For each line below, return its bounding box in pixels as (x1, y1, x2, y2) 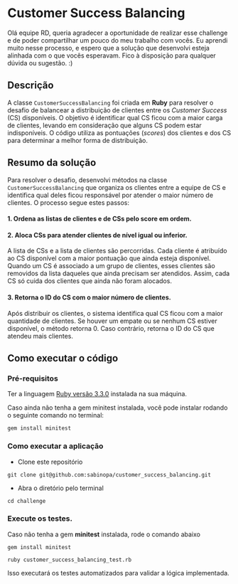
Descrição (7, 80, 54, 92)
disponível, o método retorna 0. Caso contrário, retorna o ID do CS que (7, 324, 215, 332)
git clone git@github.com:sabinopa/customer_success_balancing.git (7, 471, 212, 478)
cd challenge (7, 497, 46, 504)
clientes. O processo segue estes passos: (7, 198, 130, 207)
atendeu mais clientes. (7, 331, 73, 340)
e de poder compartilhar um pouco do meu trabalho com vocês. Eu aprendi (7, 36, 228, 44)
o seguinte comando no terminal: (7, 411, 104, 420)
